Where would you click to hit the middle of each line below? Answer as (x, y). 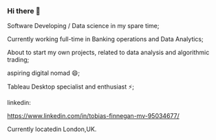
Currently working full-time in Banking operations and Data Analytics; (106, 39)
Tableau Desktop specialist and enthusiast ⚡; (71, 87)
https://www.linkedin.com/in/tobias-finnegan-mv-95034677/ (94, 116)
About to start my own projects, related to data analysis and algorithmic (108, 52)
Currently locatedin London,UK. (52, 129)
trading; (18, 60)
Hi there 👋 (24, 11)
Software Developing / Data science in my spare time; (83, 26)
